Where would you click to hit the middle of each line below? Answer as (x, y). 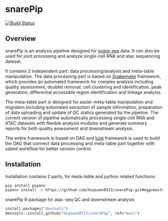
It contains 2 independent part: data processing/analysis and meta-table (79, 71)
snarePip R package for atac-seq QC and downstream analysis (70, 200)
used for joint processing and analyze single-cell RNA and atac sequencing (83, 56)
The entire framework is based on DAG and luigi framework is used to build (82, 138)
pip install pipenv (25, 186)
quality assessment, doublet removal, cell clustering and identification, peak (83, 87)
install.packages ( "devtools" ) (37, 209)
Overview (21, 39)
